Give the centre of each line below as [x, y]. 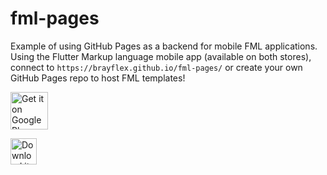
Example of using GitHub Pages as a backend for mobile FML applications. [164, 46]
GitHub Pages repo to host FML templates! [98, 78]
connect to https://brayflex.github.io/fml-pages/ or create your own [156, 67]
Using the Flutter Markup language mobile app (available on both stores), [161, 56]
